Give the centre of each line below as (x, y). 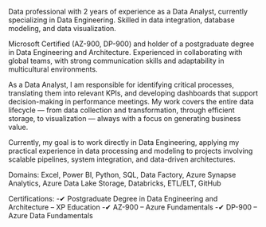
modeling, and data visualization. (63, 28)
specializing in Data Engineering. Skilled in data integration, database (121, 20)
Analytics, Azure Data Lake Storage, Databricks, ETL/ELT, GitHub (115, 183)
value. (18, 127)
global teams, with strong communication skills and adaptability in (116, 61)
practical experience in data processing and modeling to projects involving (131, 151)
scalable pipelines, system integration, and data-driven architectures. (122, 159)
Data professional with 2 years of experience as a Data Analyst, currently (128, 12)
